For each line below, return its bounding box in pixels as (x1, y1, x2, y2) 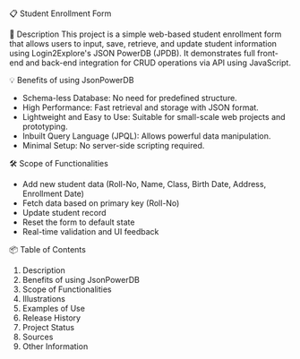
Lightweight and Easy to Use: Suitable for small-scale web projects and (21, 112, 286, 122)
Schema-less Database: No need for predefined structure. (21, 93, 237, 103)
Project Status (21, 322, 74, 332)
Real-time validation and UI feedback (21, 227, 159, 236)
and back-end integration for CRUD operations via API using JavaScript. (25, 57, 291, 68)
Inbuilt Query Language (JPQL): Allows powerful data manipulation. (21, 131, 271, 141)
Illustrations (21, 294, 65, 303)
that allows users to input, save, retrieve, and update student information (9, 38, 278, 48)
